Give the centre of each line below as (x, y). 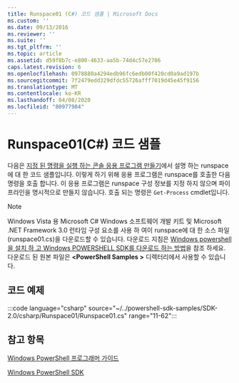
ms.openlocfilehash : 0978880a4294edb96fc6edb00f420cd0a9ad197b (103, 73)
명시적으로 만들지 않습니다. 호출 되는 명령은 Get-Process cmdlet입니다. (131, 192)
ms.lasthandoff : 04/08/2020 (49, 101)
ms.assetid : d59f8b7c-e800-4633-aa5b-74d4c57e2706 (84, 61)
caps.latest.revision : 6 (44, 67)
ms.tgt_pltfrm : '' (35, 47)
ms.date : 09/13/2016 (38, 27)
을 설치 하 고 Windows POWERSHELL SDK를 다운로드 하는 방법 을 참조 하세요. (117, 247)
